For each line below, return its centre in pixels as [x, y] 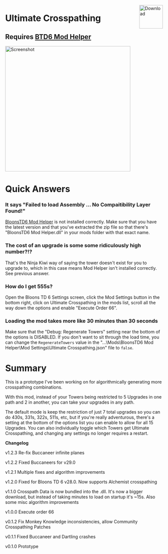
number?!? [19, 252]
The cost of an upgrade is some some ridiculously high [73, 246]
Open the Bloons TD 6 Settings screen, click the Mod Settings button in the [82, 297]
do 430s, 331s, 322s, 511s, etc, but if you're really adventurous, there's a [80, 417]
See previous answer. [27, 273]
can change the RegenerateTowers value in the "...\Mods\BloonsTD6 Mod [79, 342]
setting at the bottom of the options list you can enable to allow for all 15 [79, 423]
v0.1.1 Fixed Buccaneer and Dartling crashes [50, 537]
